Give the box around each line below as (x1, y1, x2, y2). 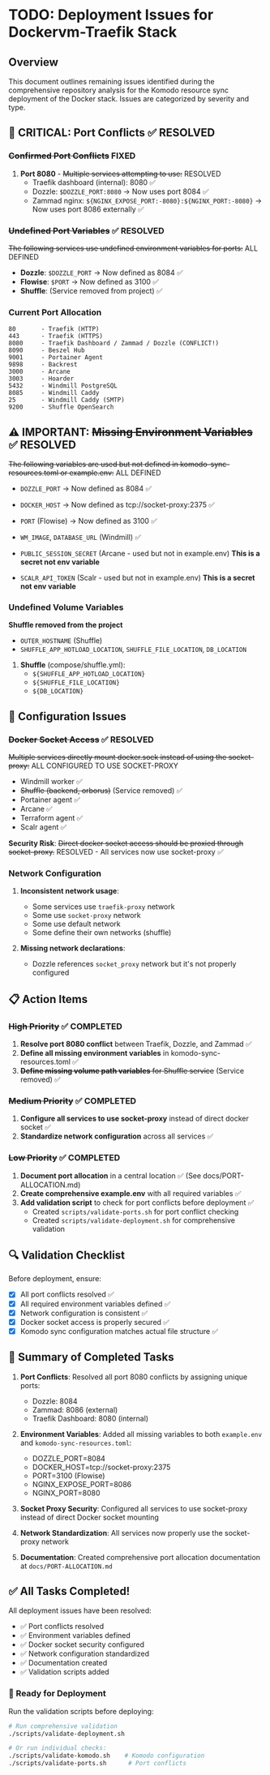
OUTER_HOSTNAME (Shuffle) (19, 636, 103, 645)
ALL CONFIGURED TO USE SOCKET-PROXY (31, 761, 178, 771)
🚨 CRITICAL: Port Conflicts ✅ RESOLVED (8, 126, 216, 139)
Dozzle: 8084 (32, 1396, 79, 1406)
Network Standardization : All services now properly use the (19, 1528, 223, 1537)
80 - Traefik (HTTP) (8, 325, 100, 333)
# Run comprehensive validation (8, 1721, 118, 1730)
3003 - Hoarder (8, 375, 75, 383)
